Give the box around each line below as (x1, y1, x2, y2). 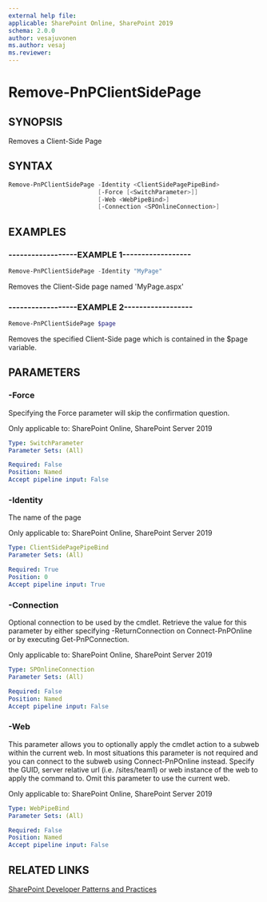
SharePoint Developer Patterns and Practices (8, 884, 157, 894)
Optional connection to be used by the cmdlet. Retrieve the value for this (8, 617, 247, 628)
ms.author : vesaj (8, 42, 66, 50)
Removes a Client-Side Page (8, 137, 102, 146)
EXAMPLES (8, 225, 66, 238)
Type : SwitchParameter (8, 439, 84, 447)
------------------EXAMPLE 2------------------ (8, 301, 193, 313)
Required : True (8, 565, 59, 574)
